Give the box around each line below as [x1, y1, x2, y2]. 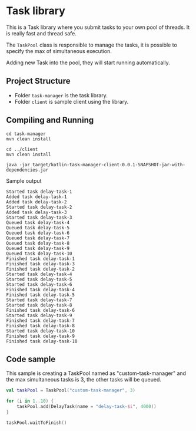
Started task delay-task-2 [6, 204, 72, 210]
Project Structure [6, 76, 71, 86]
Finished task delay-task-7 [6, 317, 75, 324]
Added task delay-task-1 [6, 193, 67, 200]
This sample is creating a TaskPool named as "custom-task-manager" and [6, 370, 187, 377]
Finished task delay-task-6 [6, 307, 75, 313]
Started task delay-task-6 [6, 281, 72, 287]
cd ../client [6, 146, 38, 152]
